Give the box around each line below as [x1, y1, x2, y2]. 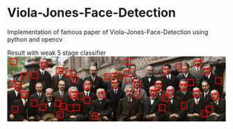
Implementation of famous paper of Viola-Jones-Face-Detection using [7, 28, 209, 36]
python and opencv [7, 35, 63, 43]
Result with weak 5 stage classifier [7, 49, 106, 57]
